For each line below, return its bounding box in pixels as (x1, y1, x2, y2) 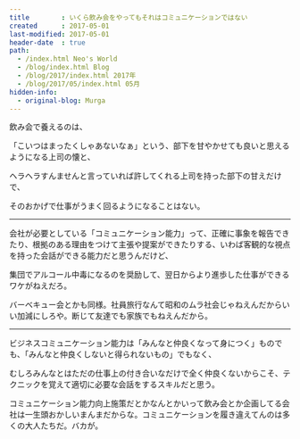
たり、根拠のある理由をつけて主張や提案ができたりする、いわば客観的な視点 (9, 239, 291, 250)
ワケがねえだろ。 (9, 280, 72, 291)
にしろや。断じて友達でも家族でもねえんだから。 (32, 311, 212, 321)
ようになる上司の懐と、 (9, 152, 96, 162)
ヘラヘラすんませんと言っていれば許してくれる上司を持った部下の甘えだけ (9, 170, 283, 181)
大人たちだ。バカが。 (24, 420, 104, 431)
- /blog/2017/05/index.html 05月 (17, 79, 140, 88)
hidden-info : (9, 87, 58, 96)
